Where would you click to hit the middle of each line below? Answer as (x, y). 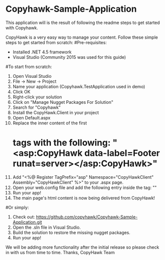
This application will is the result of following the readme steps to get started (83, 23)
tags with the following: (61, 143)
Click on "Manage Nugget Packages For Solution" (63, 102)
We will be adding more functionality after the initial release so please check (82, 247)
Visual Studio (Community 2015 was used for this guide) (69, 57)
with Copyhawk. (22, 27)
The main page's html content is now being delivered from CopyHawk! (84, 198)
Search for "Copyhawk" (36, 107)
